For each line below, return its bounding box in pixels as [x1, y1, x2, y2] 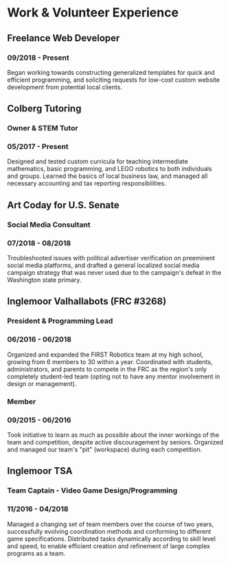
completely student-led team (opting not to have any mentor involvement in [7, 372, 220, 381]
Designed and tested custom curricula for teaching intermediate [7, 157, 189, 166]
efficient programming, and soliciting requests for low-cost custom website [7, 76, 220, 84]
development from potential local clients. [7, 82, 122, 91]
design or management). [7, 379, 77, 387]
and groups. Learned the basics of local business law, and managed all [7, 172, 208, 180]
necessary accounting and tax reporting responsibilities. [7, 179, 167, 188]
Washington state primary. [7, 276, 82, 284]
